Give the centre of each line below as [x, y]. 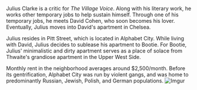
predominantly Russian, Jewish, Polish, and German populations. [85, 81]
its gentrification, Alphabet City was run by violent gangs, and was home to [97, 75]
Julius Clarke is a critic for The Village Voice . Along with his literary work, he [99, 8]
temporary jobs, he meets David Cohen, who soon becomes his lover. [91, 21]
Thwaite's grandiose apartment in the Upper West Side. [74, 57]
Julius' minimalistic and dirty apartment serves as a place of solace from [94, 51]
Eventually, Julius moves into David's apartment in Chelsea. [78, 27]
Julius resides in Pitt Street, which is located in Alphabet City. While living [95, 38]
